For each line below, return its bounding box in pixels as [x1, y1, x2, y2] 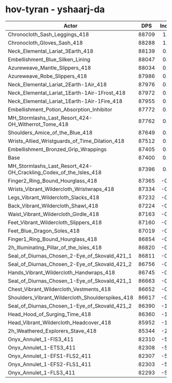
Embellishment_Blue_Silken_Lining [8, 55, 91, 63]
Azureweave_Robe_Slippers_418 [8, 72, 87, 80]
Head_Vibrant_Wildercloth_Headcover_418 [8, 319, 112, 326]
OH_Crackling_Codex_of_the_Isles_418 [8, 168, 102, 176]
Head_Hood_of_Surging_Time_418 [8, 311, 91, 318]
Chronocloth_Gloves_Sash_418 [8, 39, 83, 46]
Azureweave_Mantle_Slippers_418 [8, 64, 91, 71]
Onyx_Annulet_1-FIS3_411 [8, 335, 74, 342]
